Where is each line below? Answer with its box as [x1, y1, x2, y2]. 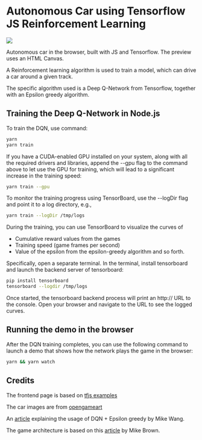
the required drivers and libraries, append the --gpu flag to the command [6, 159, 188, 167]
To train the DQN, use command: [6, 124, 88, 132]
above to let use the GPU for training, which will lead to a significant [6, 165, 175, 173]
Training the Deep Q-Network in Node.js [6, 109, 160, 119]
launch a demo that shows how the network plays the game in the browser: [6, 347, 193, 354]
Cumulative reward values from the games [14, 235, 121, 243]
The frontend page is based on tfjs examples [6, 391, 118, 399]
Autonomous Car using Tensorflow [6, 4, 186, 18]
